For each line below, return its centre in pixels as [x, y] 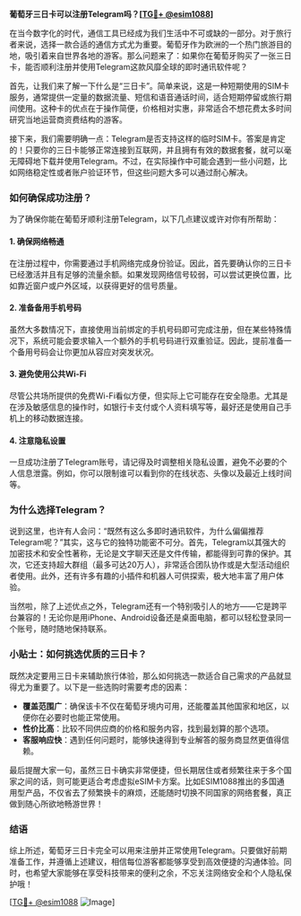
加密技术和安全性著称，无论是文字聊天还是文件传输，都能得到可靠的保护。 [146, 554]
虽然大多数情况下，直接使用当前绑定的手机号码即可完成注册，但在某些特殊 [146, 329]
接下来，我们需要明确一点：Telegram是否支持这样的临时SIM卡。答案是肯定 [148, 139]
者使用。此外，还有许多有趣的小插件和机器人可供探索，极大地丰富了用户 [142, 576]
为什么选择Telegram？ [58, 510]
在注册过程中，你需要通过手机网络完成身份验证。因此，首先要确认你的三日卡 [150, 263]
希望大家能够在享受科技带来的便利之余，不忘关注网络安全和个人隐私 [158, 873]
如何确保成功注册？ [51, 198]
